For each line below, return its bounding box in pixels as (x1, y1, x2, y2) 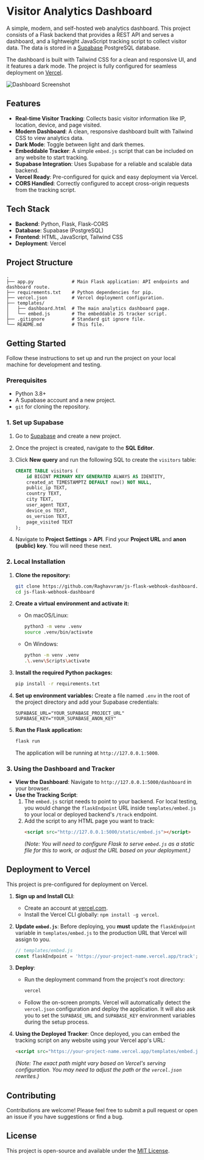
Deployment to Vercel (6, 864, 90, 875)
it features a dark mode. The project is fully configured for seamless (6, 62, 177, 70)
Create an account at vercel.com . (24, 904, 108, 912)
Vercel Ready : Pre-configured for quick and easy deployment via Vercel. (15, 173, 199, 180)
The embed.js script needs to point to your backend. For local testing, (24, 798, 198, 805)
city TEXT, (26, 497, 54, 503)
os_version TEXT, (26, 513, 70, 519)
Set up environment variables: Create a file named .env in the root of (15, 692, 190, 699)
